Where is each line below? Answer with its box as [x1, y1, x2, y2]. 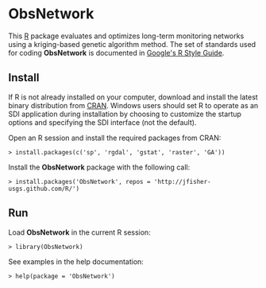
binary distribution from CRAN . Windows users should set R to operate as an [8, 100, 259, 110]
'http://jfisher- [153, 177, 212, 185]
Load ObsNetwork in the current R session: [8, 228, 151, 237]
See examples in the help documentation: [8, 256, 145, 267]
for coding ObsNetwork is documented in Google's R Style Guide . [8, 48, 225, 57]
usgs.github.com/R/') [8, 185, 80, 193]
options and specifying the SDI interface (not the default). [8, 117, 197, 127]
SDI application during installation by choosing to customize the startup [8, 109, 242, 119]
